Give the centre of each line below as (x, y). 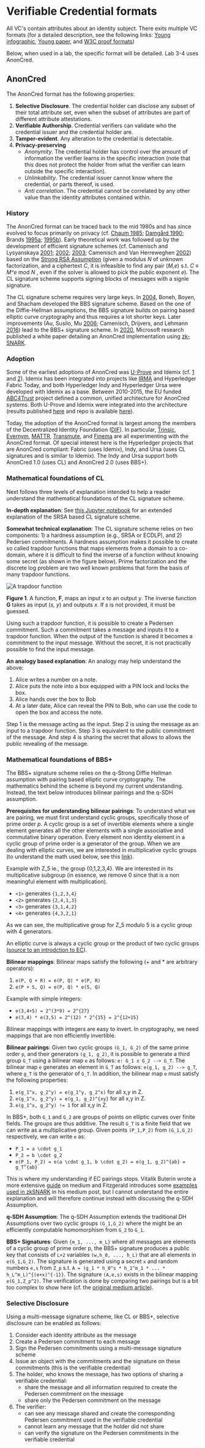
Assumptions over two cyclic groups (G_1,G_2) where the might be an (94, 1223)
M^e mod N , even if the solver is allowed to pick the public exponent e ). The (103, 272)
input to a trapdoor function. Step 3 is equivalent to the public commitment (100, 730)
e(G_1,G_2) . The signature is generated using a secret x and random (92, 1261)
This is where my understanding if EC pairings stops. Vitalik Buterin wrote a (101, 1178)
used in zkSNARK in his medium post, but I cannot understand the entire (97, 1192)
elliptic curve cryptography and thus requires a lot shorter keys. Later (94, 317)
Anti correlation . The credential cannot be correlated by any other (107, 190)
